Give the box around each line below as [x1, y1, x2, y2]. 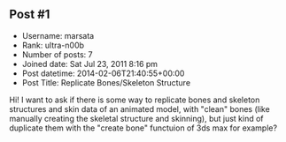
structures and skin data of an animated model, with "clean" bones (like [9, 103, 270, 114]
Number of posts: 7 [21, 49, 93, 60]
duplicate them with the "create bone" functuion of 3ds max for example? [9, 123, 277, 133]
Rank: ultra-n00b [21, 40, 85, 50]
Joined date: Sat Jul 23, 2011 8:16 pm [21, 58, 158, 69]
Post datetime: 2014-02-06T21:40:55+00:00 [21, 68, 185, 78]
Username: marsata [21, 30, 95, 41]
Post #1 [9, 7, 50, 22]
